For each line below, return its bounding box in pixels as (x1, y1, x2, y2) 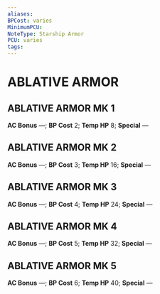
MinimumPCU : (7, 23, 43, 31)
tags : (7, 43, 23, 50)
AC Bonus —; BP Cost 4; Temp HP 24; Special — (7, 200, 153, 208)
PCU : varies (7, 37, 43, 44)
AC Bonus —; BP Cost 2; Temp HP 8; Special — (7, 121, 149, 129)
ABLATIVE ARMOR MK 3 (7, 181, 117, 193)
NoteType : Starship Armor (7, 30, 84, 38)
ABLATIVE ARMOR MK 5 (7, 260, 117, 272)
